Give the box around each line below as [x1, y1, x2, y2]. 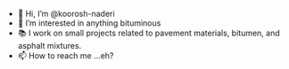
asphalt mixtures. [17, 41, 82, 50]
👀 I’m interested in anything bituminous [17, 18, 161, 28]
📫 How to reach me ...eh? [17, 50, 114, 61]
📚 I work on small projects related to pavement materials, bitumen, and [17, 27, 281, 38]
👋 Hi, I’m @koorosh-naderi [17, 9, 115, 19]
